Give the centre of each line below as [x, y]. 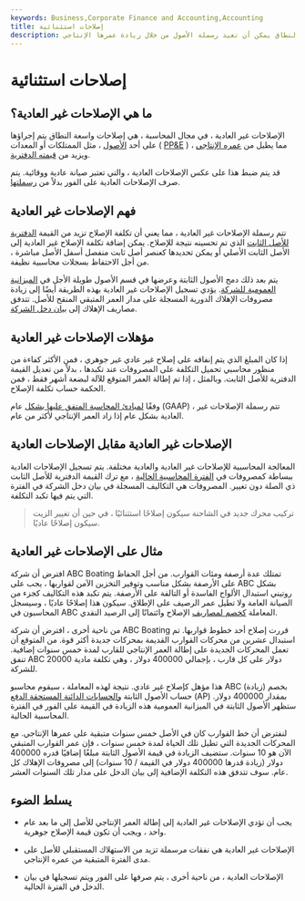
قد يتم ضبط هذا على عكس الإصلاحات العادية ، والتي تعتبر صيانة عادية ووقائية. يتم [146, 172]
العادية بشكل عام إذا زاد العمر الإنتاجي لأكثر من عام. [97, 415]
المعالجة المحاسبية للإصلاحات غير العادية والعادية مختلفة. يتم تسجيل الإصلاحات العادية [153, 466]
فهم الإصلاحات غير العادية [73, 211]
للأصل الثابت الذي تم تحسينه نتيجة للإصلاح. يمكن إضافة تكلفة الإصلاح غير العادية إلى [150, 243]
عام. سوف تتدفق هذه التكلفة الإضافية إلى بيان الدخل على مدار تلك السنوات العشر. [149, 772]
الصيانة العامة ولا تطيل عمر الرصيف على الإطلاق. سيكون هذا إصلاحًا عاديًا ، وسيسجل [152, 602]
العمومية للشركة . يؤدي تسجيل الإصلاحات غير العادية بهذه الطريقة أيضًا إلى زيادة [143, 289]
